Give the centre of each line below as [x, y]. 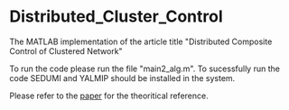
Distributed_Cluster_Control [116, 17]
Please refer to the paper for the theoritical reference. [109, 96]
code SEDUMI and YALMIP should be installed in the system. [122, 78]
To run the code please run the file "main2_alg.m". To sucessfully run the [144, 69]
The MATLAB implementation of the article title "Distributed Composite [141, 41]
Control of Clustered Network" [66, 50]
